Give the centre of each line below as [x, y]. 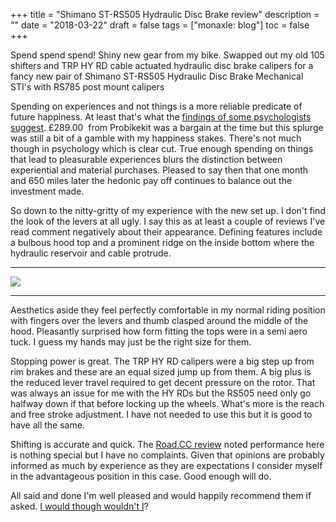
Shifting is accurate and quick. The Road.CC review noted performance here [167, 444]
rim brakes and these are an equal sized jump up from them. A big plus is [161, 372]
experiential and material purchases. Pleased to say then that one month [159, 170]
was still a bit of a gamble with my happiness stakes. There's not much [156, 138]
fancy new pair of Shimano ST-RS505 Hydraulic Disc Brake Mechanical [157, 76]
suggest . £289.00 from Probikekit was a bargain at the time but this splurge [167, 127]
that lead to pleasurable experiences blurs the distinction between [146, 159]
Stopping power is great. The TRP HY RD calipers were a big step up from [162, 361]
